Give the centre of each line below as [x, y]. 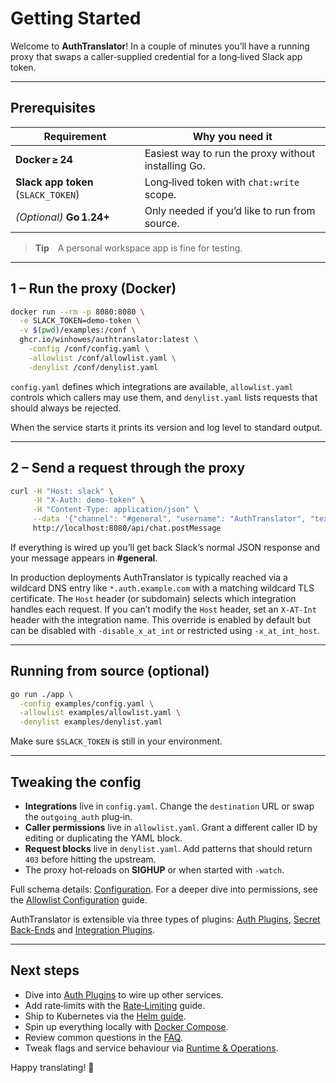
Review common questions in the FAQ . [103, 1037]
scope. [160, 194]
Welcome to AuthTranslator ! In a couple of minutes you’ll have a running [160, 46]
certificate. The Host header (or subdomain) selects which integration [153, 598]
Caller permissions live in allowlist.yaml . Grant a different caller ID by [171, 827]
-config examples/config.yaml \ [87, 703]
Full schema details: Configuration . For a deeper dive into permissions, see [164, 889]
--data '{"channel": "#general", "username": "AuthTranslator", [169, 519]
